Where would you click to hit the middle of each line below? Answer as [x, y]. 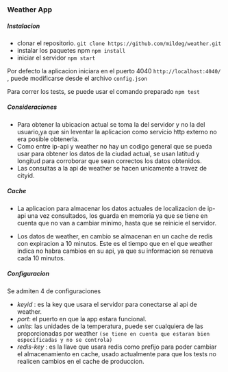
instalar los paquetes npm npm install [71, 50]
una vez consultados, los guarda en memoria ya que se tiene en [117, 215]
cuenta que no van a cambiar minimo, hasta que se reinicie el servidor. [117, 223]
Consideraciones [32, 107]
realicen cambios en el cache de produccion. [80, 361]
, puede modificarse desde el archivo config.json [77, 78]
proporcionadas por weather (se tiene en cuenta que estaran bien [113, 333]
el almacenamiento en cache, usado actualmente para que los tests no [117, 354]
